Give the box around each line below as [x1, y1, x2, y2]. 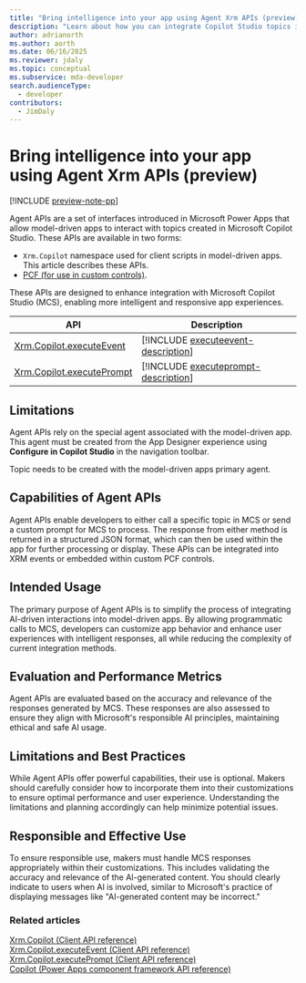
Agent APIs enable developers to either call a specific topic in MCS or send [9, 514, 291, 525]
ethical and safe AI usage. [9, 722, 107, 733]
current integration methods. [9, 642, 117, 653]
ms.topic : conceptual [9, 65, 92, 74]
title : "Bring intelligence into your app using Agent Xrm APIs [9, 13, 259, 23]
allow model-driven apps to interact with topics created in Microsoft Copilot [9, 222, 293, 233]
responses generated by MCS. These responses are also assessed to [9, 703, 270, 714]
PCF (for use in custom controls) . [22, 270, 148, 281]
